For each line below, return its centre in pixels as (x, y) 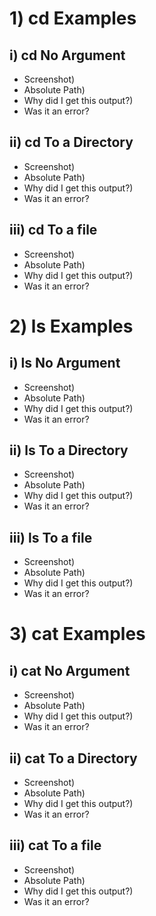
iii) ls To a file (51, 537)
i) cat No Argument (70, 670)
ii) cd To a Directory (71, 142)
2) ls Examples (71, 326)
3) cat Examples (77, 634)
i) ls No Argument (65, 363)
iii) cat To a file (55, 845)
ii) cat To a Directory (73, 758)
